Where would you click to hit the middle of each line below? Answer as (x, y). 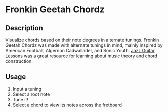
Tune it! (20, 99)
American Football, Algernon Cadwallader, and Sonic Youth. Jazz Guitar (80, 50)
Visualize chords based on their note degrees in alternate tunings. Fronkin (82, 40)
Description (24, 28)
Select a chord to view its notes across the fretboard (67, 105)
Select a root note (31, 94)
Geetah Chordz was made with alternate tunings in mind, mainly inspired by (84, 45)
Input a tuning (27, 89)
